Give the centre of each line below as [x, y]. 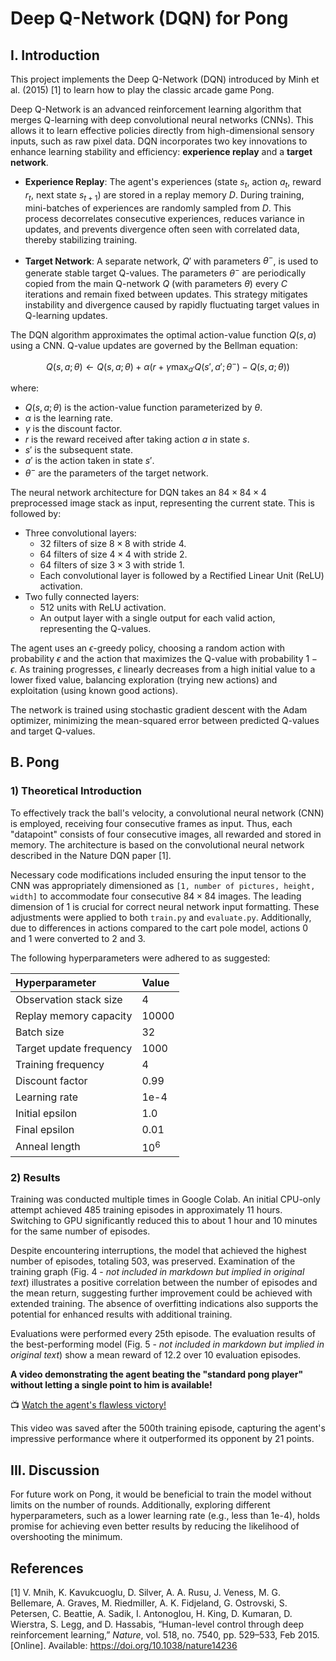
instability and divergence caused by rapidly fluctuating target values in [172, 304]
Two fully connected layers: [82, 597]
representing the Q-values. [95, 629]
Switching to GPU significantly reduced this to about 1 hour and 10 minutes [164, 1221]
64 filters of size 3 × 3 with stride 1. [112, 565]
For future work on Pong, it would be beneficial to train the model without [161, 1494]
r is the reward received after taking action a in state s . [137, 439]
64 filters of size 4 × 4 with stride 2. [113, 554]
